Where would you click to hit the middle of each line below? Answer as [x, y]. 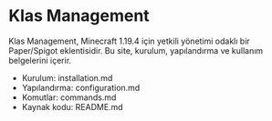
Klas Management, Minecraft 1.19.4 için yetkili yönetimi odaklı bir [129, 41]
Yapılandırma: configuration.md [81, 87]
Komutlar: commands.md [69, 97]
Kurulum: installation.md [67, 77]
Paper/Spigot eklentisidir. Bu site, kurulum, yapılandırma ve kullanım [136, 50]
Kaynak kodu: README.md [73, 106]
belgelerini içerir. [40, 60]
